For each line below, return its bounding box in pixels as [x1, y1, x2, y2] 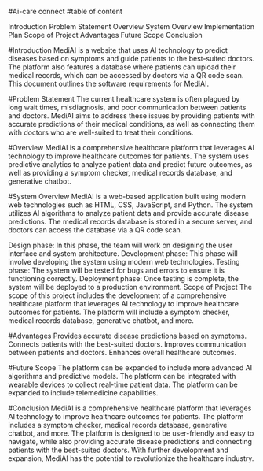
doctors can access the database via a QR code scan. [8, 225, 183, 235]
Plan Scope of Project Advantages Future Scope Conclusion [8, 31, 203, 39]
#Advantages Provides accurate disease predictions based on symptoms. [8, 331, 247, 340]
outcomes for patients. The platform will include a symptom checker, [8, 307, 230, 317]
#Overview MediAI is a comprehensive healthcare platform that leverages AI [8, 143, 255, 152]
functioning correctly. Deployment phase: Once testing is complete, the [8, 274, 239, 283]
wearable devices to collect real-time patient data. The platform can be [8, 380, 238, 389]
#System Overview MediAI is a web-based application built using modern [8, 192, 246, 201]
